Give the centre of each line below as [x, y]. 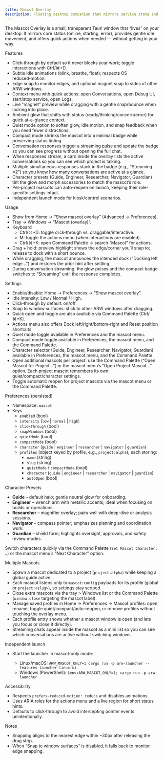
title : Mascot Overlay [28, 10]
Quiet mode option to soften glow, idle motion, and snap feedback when [84, 125]
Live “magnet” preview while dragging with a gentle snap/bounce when [84, 104]
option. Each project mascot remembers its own [60, 371]
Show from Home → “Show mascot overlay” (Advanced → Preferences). [85, 217]
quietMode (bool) [36, 436]
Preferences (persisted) [29, 396]
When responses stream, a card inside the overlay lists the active [78, 156]
